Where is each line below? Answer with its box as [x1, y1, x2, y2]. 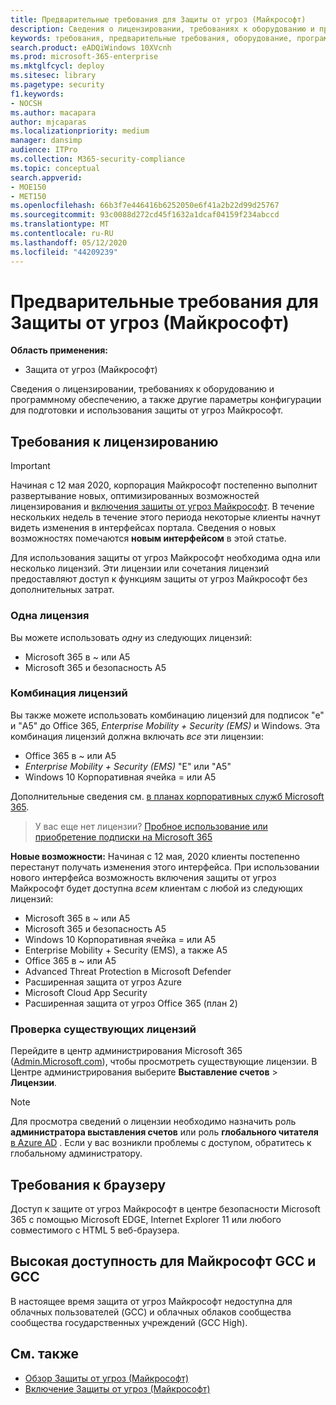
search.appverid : [10, 172, 83, 183]
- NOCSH [10, 98, 43, 108]
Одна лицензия [10, 609, 90, 623]
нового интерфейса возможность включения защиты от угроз [10, 871, 277, 883]
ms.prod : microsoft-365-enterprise [10, 52, 159, 62]
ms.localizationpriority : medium [10, 126, 150, 136]
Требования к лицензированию [10, 433, 219, 450]
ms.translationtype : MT [10, 219, 110, 230]
